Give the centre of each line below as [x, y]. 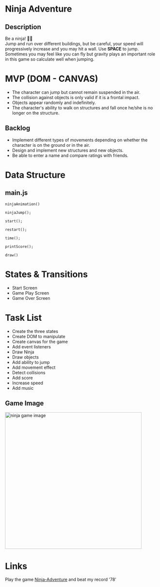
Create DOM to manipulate [39, 336]
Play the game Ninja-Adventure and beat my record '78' [61, 580]
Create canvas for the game [40, 342]
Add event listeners [31, 346]
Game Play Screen [31, 293]
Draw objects [25, 357]
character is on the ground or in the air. [51, 145]
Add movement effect [34, 367]
